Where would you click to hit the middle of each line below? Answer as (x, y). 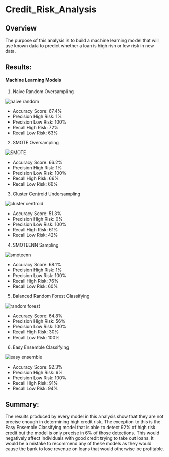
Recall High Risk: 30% (36, 332)
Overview (21, 28)
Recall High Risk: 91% (35, 383)
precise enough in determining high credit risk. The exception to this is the (83, 422)
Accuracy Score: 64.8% (38, 316)
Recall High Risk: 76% (36, 281)
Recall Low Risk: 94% (35, 388)
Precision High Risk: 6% (38, 372)
